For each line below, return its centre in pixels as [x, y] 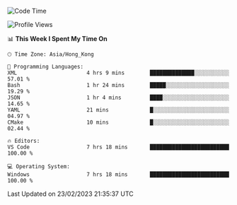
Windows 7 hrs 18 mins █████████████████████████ [118, 175]
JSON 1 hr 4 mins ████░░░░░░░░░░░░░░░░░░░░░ [118, 98]
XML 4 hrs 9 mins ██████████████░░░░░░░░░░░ [118, 73]
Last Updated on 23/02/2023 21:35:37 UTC [70, 194]
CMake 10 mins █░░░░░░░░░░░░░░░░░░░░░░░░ [118, 122]
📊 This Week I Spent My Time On [57, 39]
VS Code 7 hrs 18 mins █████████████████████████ [118, 147]
